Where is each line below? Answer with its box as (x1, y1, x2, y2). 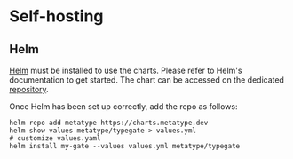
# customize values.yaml (9, 134, 101, 143)
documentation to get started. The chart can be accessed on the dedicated (9, 75, 284, 85)
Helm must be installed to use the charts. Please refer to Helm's (9, 65, 242, 76)
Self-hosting (9, 6, 104, 27)
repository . (9, 84, 49, 94)
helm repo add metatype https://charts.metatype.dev (9, 118, 209, 127)
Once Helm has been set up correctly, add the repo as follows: (9, 101, 238, 112)
